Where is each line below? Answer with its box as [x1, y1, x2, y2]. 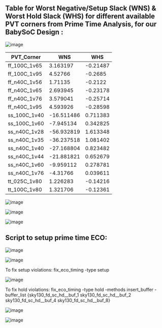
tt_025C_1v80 [8, 177, 42, 185]
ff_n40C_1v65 [8, 86, 42, 94]
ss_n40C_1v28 [8, 128, 44, 135]
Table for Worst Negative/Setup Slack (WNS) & [5, 4, 156, 13]
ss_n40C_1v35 [8, 136, 44, 143]
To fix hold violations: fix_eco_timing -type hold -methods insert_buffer [5, 286, 154, 292]
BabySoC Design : [5, 28, 63, 37]
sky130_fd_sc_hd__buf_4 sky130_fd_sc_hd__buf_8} [5, 297, 111, 303]
